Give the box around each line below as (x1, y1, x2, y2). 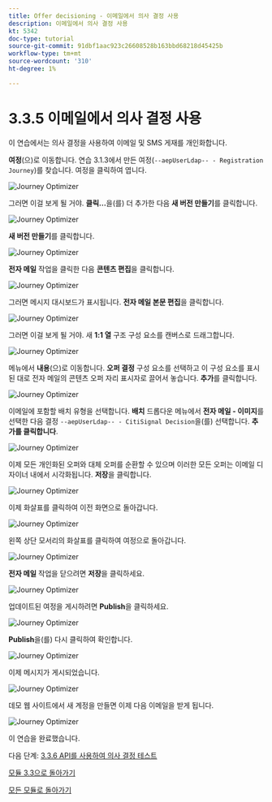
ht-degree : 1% (8, 65, 57, 73)
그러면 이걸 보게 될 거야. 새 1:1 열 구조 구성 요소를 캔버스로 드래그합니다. (8, 330, 235, 339)
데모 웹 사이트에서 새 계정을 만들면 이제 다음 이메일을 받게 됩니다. (8, 700, 214, 710)
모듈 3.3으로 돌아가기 (8, 768, 76, 778)
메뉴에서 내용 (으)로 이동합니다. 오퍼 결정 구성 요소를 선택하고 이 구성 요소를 (8, 363, 245, 373)
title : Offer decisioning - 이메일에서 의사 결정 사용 (8, 11, 179, 20)
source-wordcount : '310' (8, 58, 93, 66)
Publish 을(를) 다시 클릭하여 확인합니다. (8, 634, 133, 644)
